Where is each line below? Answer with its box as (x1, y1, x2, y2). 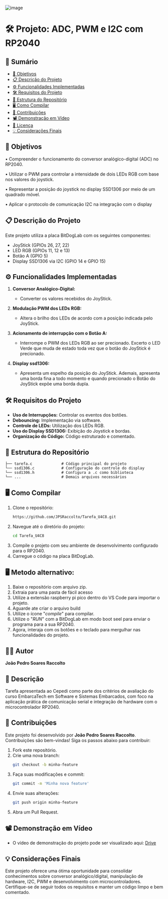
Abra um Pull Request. (12, 809, 59, 815)
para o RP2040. (12, 547, 45, 553)
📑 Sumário (5, 57, 39, 66)
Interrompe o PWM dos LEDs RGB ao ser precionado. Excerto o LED (20, 340, 160, 346)
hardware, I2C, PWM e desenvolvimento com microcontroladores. (5, 878, 141, 885)
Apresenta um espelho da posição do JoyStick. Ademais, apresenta (20, 370, 160, 376)
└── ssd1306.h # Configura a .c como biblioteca (5, 470, 134, 475)
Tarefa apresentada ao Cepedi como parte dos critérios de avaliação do (5, 688, 154, 694)
